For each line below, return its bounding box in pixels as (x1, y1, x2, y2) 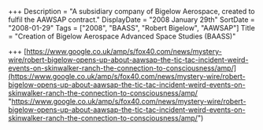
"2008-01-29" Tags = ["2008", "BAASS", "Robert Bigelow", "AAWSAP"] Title (8, 23, 256, 32)
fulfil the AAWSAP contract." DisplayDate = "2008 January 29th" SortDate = (8, 15, 256, 24)
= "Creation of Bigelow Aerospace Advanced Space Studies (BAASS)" (8, 31, 236, 41)
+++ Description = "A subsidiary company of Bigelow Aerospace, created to (8, 7, 256, 16)
